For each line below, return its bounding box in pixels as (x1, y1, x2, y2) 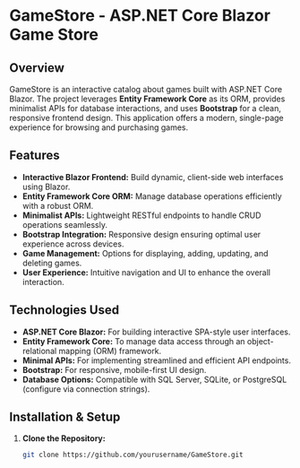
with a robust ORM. (21, 200, 94, 211)
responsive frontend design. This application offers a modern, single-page (9, 113, 284, 123)
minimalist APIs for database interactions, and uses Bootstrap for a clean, (9, 103, 282, 113)
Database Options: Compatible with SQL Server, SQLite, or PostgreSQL (21, 374, 287, 385)
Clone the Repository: (21, 433, 106, 444)
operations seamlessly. (21, 219, 107, 230)
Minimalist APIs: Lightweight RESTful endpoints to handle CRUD (21, 210, 261, 221)
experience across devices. (21, 238, 124, 249)
